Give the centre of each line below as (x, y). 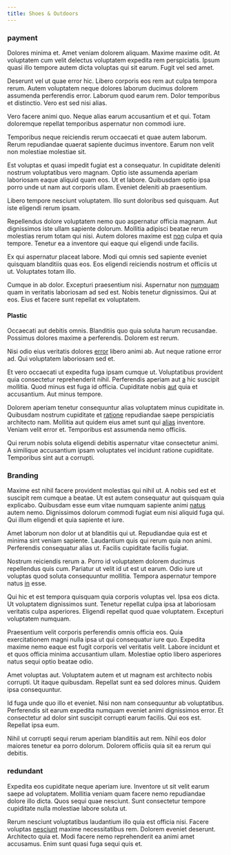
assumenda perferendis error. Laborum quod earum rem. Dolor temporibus (114, 95)
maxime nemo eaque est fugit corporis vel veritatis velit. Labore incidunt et (113, 647)
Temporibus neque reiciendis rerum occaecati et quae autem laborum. (107, 137)
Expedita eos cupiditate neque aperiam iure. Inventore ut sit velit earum (108, 786)
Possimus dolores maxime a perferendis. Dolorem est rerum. (93, 338)
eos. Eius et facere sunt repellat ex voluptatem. (74, 299)
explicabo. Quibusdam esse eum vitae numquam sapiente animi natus (106, 505)
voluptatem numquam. (39, 619)
